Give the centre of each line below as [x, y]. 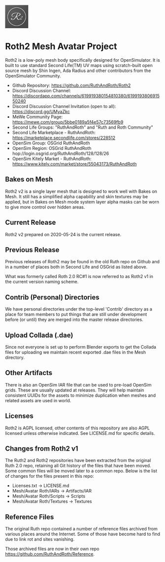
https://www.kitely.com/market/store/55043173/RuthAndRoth [74, 164]
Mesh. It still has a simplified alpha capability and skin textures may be [77, 196]
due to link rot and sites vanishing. [40, 539]
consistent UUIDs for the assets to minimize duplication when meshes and [81, 395]
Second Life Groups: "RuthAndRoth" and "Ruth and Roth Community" [83, 127]
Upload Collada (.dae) [39, 335]
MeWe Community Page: [37, 117]
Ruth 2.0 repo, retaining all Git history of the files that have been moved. [78, 466]
